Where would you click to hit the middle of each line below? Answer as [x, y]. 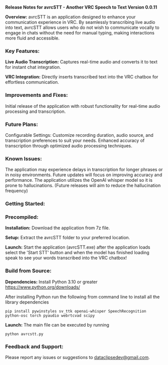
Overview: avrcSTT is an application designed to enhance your [70, 17]
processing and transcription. [35, 111]
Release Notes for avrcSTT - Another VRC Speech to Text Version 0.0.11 [81, 7]
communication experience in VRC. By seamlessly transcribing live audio [80, 22]
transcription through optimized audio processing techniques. [69, 146]
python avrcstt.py [24, 334]
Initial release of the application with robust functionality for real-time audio [83, 106]
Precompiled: [22, 217]
